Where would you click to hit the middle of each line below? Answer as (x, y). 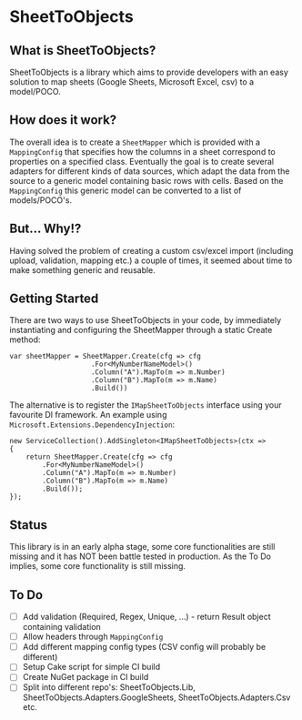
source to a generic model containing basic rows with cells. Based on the (146, 180)
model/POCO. (35, 91)
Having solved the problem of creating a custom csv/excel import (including (151, 250)
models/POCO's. (41, 200)
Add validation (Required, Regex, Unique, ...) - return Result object (146, 617)
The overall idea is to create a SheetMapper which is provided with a (135, 142)
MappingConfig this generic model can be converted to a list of (126, 190)
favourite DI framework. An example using (88, 415)
